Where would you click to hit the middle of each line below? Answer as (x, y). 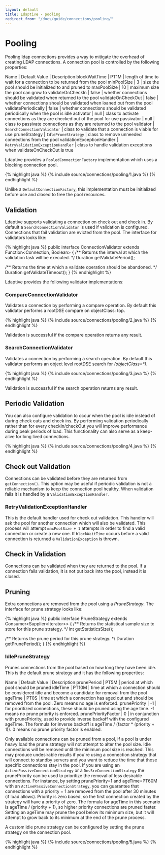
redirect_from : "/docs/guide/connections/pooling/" (59, 19)
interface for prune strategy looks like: (44, 609)
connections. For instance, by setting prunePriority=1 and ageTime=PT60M (81, 781)
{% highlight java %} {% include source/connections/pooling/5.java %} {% (81, 842)
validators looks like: (26, 238)
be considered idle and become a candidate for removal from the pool (76, 692)
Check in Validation (36, 554)
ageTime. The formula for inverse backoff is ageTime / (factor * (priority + (80, 724)
